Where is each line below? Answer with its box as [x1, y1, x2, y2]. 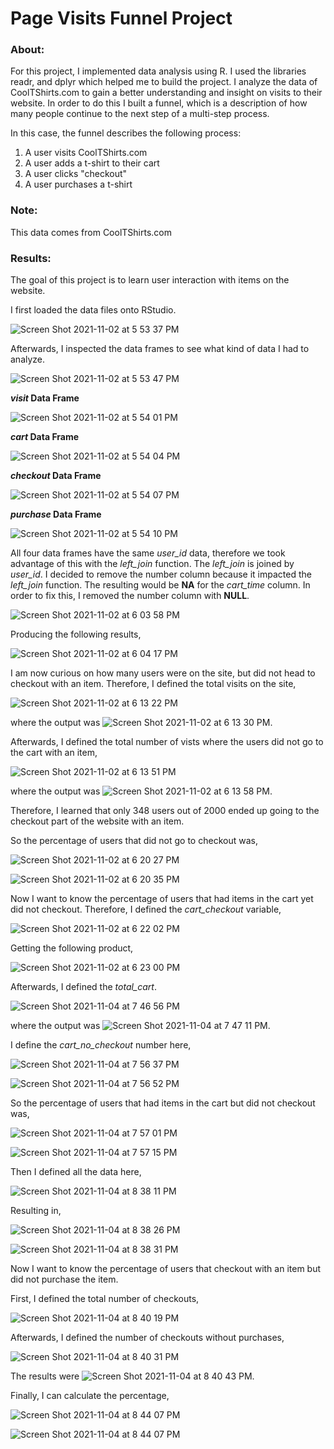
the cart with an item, [10, 747, 98, 759]
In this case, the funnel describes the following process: [10, 127, 242, 139]
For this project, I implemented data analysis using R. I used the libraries [10, 65, 307, 77]
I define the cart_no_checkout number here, [10, 1039, 192, 1051]
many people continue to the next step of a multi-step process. [10, 108, 270, 120]
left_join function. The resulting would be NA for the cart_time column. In [10, 579, 311, 591]
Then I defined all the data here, [10, 1166, 142, 1178]
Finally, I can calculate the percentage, [10, 1390, 170, 1402]
